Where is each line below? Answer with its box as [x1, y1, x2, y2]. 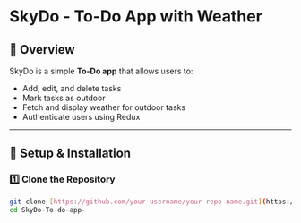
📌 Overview [9, 42, 75, 57]
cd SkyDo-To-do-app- [9, 205, 87, 214]
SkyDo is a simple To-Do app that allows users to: [9, 65, 193, 76]
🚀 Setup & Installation [9, 146, 132, 161]
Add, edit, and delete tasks [21, 83, 122, 93]
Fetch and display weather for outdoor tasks [21, 102, 186, 113]
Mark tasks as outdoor [21, 92, 106, 103]
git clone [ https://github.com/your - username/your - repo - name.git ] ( [9, 197, 267, 206]
